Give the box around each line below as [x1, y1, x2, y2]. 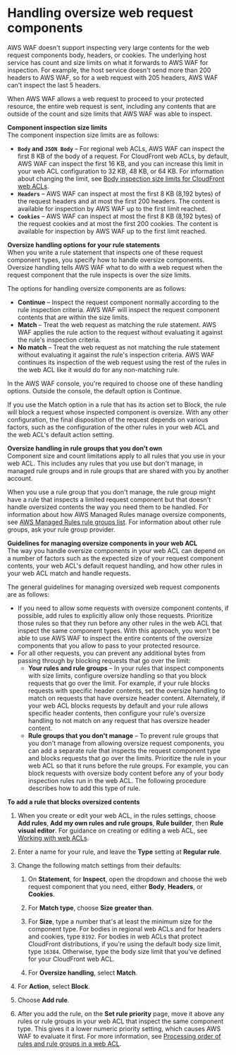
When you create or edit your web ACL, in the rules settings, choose [17, 811, 216, 820]
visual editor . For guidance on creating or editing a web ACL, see [17, 826, 208, 835]
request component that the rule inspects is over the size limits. [7, 270, 192, 279]
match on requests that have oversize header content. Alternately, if [27, 693, 225, 702]
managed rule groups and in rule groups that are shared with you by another [7, 466, 229, 475]
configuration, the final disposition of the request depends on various [7, 415, 209, 424]
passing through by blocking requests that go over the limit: [17, 656, 191, 664]
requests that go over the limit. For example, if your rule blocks [27, 679, 210, 687]
